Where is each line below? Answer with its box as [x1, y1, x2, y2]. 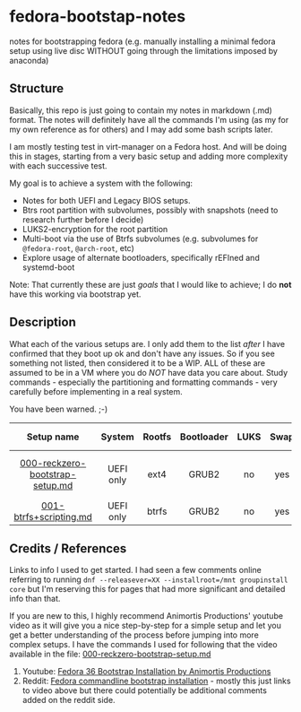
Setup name [26, 430, 80, 443]
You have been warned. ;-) [9, 404, 108, 414]
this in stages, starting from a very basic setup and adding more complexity [9, 151, 288, 161]
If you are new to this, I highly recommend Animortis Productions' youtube [9, 611, 284, 621]
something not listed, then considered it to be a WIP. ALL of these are [9, 357, 266, 369]
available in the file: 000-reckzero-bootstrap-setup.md [9, 648, 211, 660]
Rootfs [142, 430, 172, 443]
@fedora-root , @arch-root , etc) [21, 242, 134, 253]
